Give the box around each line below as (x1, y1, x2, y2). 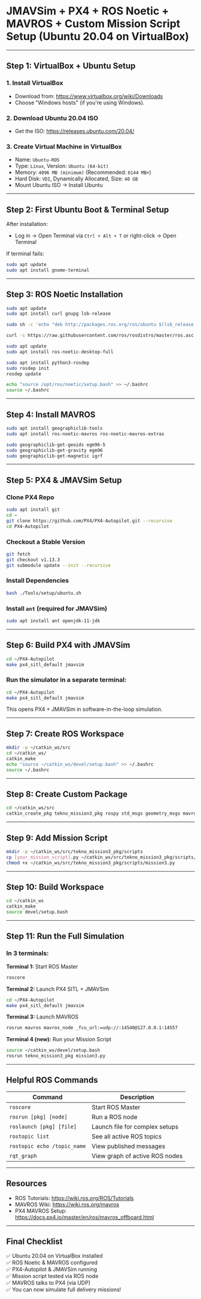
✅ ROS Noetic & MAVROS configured (6, 1259, 98, 1266)
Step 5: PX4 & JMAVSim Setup (6, 475, 122, 485)
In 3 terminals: (6, 949, 49, 957)
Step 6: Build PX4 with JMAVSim (6, 640, 130, 650)
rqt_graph (9, 1152, 37, 1159)
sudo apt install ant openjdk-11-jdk (6, 617, 100, 624)
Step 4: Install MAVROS (6, 409, 96, 420)
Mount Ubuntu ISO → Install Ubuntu (14, 182, 103, 189)
